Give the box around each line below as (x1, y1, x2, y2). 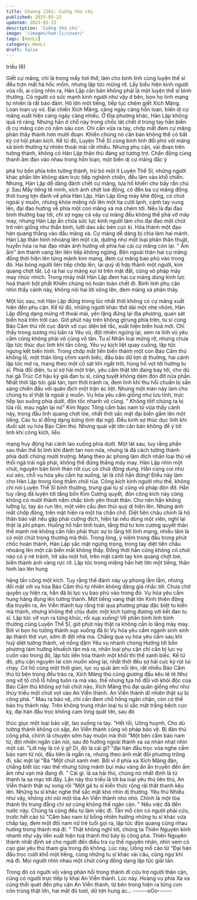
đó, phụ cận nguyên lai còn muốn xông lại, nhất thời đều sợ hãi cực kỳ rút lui (6, 657, 191, 665)
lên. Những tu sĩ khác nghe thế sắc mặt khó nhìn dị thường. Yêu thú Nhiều (6, 788, 185, 795)
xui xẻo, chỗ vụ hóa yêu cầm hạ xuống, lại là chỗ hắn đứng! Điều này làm (6, 471, 183, 479)
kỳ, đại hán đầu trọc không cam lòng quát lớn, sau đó (6, 708, 135, 715)
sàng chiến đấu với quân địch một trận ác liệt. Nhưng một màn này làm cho (6, 385, 188, 392)
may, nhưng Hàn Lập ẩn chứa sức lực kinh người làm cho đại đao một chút (6, 217, 186, 224)
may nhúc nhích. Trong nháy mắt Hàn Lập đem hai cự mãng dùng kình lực (6, 273, 185, 280)
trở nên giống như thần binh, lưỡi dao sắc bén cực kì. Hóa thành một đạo (6, 223, 182, 230)
